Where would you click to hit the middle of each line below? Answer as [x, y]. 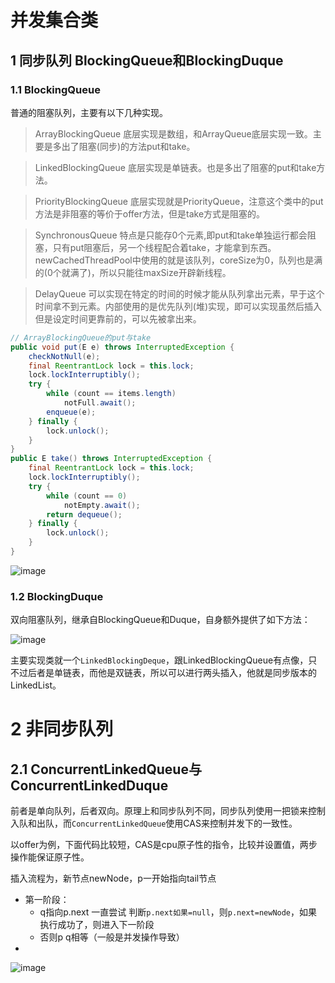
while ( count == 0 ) [87, 496]
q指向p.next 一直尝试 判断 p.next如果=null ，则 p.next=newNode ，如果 [178, 912]
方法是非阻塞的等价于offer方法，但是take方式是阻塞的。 [150, 213]
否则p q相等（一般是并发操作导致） [112, 937]
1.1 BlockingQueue [55, 89]
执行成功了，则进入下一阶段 [97, 925]
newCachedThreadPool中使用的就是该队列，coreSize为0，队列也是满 [178, 260]
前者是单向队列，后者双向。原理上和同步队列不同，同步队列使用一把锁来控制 [168, 811]
